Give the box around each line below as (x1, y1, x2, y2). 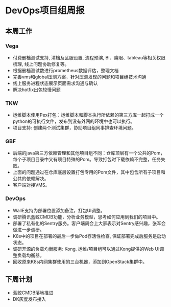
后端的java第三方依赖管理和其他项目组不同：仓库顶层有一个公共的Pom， (12, 150, 165, 156)
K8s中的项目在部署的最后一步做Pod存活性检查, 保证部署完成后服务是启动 (12, 233, 166, 239)
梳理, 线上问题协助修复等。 (12, 61, 69, 67)
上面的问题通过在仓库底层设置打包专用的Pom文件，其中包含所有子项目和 (12, 169, 166, 176)
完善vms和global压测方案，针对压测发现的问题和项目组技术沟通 (12, 74, 146, 80)
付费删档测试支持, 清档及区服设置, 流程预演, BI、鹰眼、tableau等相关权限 (12, 54, 166, 60)
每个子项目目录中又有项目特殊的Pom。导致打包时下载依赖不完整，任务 (12, 157, 161, 163)
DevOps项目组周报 (5, 5, 85, 16)
